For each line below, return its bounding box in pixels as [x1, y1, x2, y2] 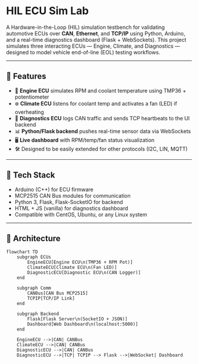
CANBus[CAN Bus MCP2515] [27, 290, 88, 296]
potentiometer [14, 93, 49, 100]
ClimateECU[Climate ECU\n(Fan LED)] [27, 264, 117, 271]
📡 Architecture [6, 233, 61, 243]
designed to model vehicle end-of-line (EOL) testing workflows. [6, 48, 160, 55]
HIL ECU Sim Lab [6, 4, 89, 18]
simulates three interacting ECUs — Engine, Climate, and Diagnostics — [6, 42, 180, 50]
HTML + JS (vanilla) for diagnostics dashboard [14, 205, 128, 212]
